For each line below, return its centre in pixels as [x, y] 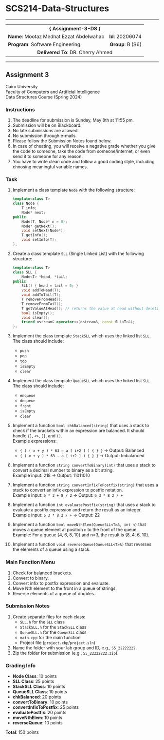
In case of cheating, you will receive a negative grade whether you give [84, 146]
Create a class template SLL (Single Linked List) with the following [78, 253]
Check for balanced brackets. [42, 573]
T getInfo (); [35, 235]
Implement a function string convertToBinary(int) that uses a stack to [84, 465]
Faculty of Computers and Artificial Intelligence [53, 92]
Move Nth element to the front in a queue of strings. [65, 588]
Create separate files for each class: [49, 617]
